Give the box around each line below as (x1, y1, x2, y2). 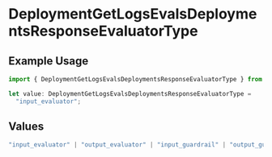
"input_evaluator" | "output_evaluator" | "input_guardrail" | (8, 141, 227, 149)
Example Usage (8, 54, 89, 68)
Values (8, 120, 45, 134)
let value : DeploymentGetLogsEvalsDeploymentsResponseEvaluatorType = (8, 89, 252, 97)
